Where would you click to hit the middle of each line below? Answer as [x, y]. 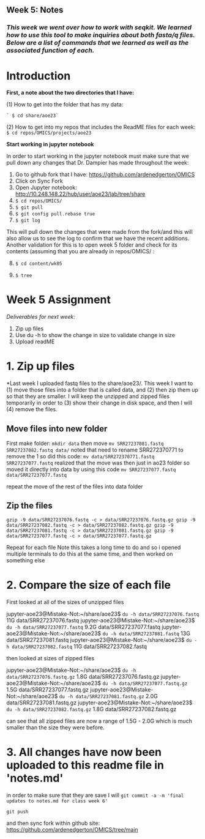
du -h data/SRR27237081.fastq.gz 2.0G [108, 696]
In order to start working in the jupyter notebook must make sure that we [98, 156]
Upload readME [35, 341]
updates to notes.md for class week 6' [57, 801]
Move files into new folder [57, 429]
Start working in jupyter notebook [50, 144]
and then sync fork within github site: [53, 823]
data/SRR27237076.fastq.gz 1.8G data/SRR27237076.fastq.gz [83, 676]
